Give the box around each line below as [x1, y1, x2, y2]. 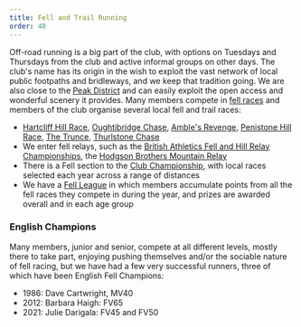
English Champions [9, 220, 97, 233]
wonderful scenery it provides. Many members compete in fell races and [9, 94, 280, 105]
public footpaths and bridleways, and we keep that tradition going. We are [9, 75, 285, 86]
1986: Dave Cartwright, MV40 [22, 287, 134, 298]
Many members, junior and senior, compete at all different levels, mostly [9, 241, 278, 252]
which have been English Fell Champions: [9, 270, 165, 281]
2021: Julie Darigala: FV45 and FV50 [22, 306, 159, 317]
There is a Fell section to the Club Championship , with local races [22, 160, 267, 171]
